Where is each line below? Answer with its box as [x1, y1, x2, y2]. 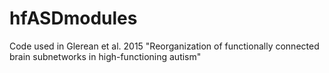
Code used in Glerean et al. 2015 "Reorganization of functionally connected [9, 40, 320, 52]
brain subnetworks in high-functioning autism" [9, 50, 202, 62]
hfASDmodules [9, 7, 138, 30]
